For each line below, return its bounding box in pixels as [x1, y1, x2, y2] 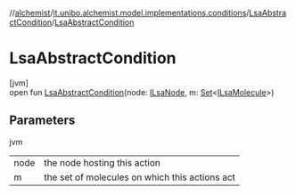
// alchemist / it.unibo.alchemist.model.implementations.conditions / [9, 8, 250, 18]
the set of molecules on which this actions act [44, 171, 236, 183]
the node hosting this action [44, 156, 160, 168]
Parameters [9, 113, 76, 128]
